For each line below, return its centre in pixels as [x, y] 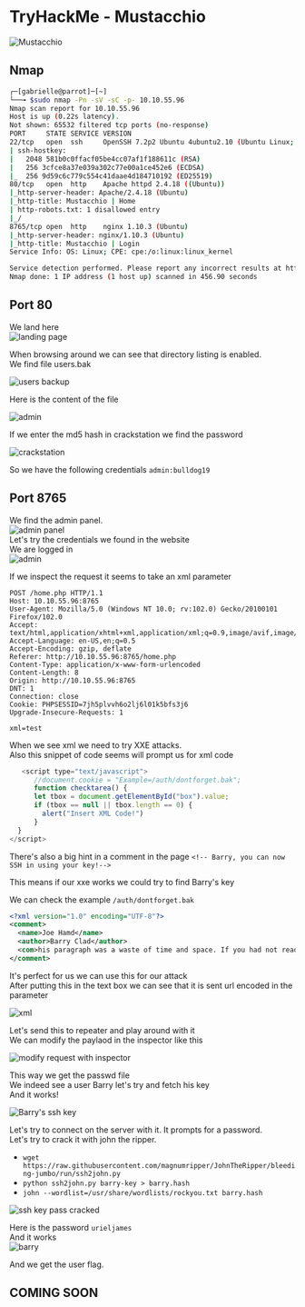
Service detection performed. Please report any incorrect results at [146, 269]
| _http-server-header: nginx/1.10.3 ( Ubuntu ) [97, 235]
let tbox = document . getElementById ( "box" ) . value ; [131, 797]
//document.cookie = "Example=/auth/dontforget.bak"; [138, 780]
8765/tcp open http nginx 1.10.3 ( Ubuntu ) [99, 226]
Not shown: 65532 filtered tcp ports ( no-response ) [109, 125]
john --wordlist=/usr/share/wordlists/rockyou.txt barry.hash [143, 1192]
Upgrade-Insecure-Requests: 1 [67, 712]
